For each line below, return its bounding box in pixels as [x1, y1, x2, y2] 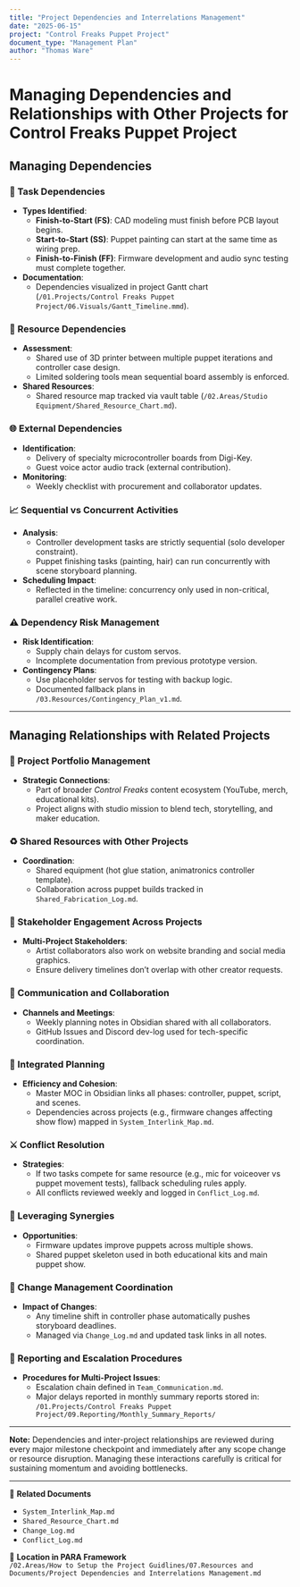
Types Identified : [21, 206, 87, 215]
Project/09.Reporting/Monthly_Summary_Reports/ [35, 1410, 216, 1420]
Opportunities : [21, 1230, 79, 1241]
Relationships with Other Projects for [9, 104, 288, 124]
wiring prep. [35, 243, 80, 254]
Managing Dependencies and [9, 85, 232, 106]
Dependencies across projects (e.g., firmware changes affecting [35, 1107, 273, 1118]
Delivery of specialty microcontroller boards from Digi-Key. [35, 452, 253, 463]
